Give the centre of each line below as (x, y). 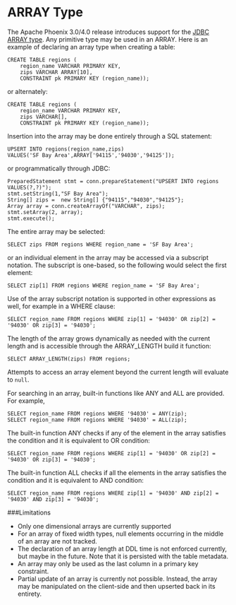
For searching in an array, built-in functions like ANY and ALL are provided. (116, 393)
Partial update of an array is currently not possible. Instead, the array (117, 578)
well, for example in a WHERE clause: (61, 306)
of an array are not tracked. (57, 541)
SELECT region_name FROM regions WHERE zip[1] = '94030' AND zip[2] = (113, 493)
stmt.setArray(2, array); (45, 212)
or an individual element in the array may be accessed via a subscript (108, 257)
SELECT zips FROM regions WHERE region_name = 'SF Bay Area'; (100, 245)
